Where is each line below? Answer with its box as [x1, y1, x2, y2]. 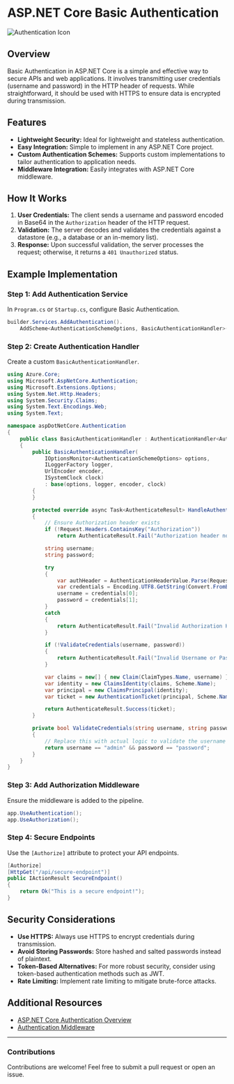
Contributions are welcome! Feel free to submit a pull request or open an [7, 1062, 216, 1071]
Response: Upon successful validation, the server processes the [17, 241, 204, 249]
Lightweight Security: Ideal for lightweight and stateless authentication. [17, 135, 225, 144]
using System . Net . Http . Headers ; [7, 390, 101, 397]
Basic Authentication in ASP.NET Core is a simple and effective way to [7, 66, 209, 75]
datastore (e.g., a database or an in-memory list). [17, 233, 159, 242]
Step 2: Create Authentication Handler [7, 341, 140, 351]
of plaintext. [17, 954, 52, 963]
